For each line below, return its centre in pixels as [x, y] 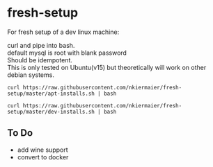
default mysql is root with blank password [67, 53]
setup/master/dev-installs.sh [51, 112]
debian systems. [31, 75]
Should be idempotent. [40, 60]
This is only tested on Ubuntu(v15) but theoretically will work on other [107, 67]
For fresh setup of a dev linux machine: [63, 32]
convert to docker [43, 157]
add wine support [42, 150]
